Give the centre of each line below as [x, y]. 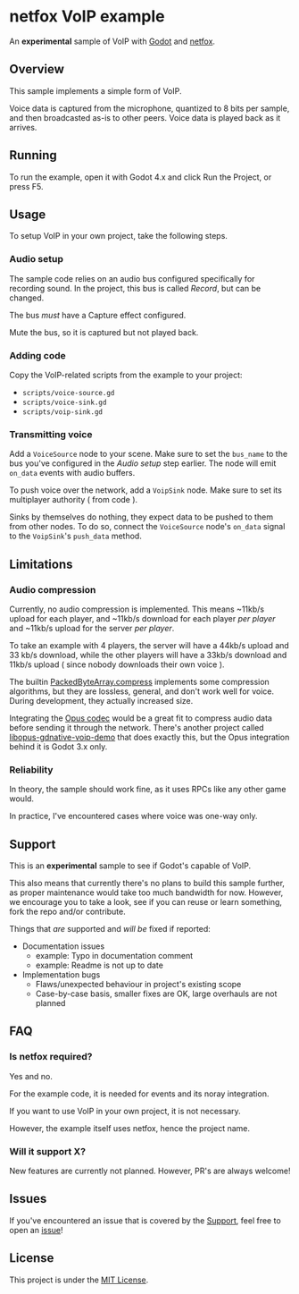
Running [33, 155]
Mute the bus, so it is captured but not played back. [104, 332]
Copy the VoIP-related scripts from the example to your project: [126, 375]
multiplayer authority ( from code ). [74, 500]
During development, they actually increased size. [101, 700]
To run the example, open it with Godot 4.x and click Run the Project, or [141, 177]
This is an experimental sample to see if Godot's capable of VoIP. [130, 866]
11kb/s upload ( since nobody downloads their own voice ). [117, 664]
